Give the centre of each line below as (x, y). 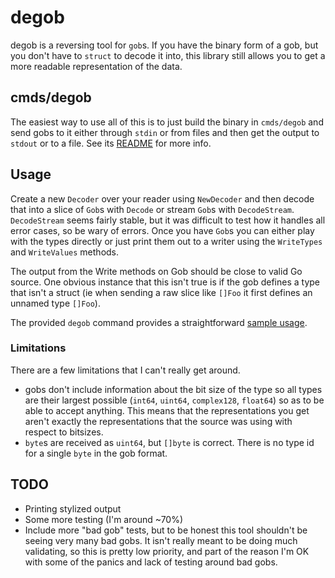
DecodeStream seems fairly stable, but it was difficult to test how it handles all (168, 220)
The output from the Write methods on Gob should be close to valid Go (156, 271)
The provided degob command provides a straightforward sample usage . (159, 322)
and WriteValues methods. (65, 252)
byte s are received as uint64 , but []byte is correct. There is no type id (169, 442)
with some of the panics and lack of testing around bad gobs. (151, 562)
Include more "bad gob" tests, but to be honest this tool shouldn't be (166, 530)
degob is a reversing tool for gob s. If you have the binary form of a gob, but (164, 45)
